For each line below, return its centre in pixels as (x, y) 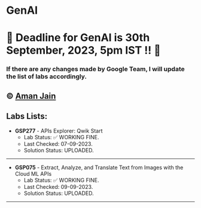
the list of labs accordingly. (47, 77)
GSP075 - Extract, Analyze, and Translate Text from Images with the (99, 167)
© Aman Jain (31, 96)
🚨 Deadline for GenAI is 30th (78, 38)
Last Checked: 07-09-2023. (58, 143)
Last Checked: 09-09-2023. (58, 186)
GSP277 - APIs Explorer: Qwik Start (59, 131)
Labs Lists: (27, 116)
